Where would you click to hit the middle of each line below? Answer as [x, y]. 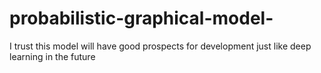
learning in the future [52, 56]
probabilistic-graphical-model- [141, 18]
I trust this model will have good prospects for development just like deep [160, 46]
